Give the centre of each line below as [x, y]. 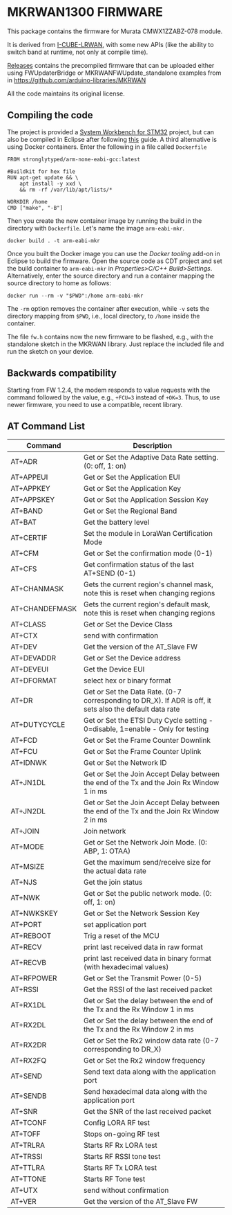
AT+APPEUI [29, 477]
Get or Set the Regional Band [130, 511]
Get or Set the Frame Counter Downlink [147, 740]
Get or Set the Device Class [128, 624]
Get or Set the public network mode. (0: [148, 894]
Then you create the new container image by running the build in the [105, 220]
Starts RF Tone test [115, 1179]
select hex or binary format [127, 681]
